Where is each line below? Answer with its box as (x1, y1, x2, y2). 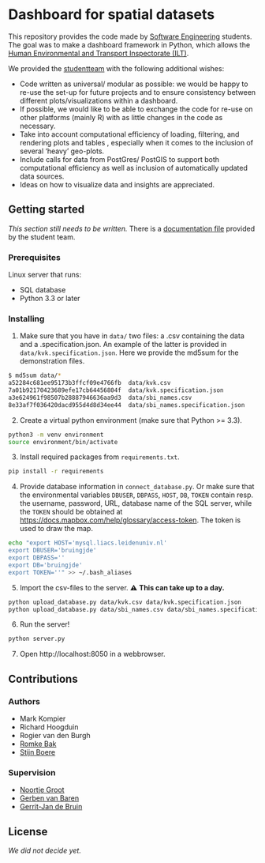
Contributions (8, 672, 78, 685)
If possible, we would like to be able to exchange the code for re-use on (19, 104, 254, 114)
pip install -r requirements (8, 468, 104, 476)
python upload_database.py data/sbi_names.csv (8, 605, 164, 613)
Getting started (8, 203, 85, 217)
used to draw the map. (19, 524, 93, 533)
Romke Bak (19, 739, 57, 748)
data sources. (19, 171, 65, 181)
